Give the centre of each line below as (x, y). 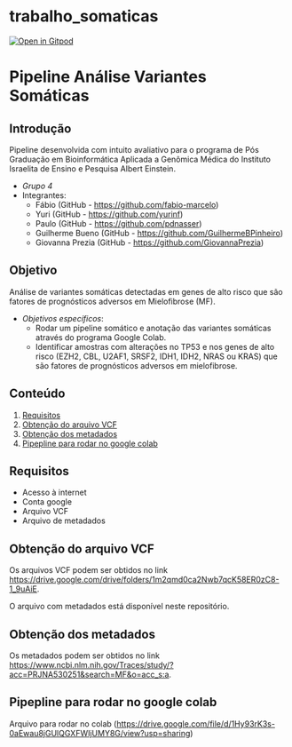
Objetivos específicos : (63, 318)
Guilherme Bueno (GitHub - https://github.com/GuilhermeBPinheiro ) (159, 233)
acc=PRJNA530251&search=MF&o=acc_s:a (89, 674)
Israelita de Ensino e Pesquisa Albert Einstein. (92, 168)
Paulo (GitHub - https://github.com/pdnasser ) (118, 223)
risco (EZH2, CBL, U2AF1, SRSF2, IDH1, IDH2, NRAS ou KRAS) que (156, 356)
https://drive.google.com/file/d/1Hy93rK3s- (196, 723)
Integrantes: (44, 195)
